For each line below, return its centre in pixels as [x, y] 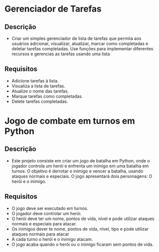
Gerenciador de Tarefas [53, 9]
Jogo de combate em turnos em [70, 121]
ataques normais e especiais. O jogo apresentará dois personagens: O [82, 176]
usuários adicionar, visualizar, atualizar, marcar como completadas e [80, 44]
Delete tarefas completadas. [40, 101]
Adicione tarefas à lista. [35, 80]
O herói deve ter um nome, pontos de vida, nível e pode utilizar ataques [83, 219]
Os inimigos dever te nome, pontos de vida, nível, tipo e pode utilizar [80, 229]
